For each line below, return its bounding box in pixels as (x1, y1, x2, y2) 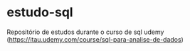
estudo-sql (6, 4, 73, 21)
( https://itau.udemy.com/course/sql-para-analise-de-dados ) (6, 35, 184, 43)
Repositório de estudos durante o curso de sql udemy (6, 28, 164, 36)
